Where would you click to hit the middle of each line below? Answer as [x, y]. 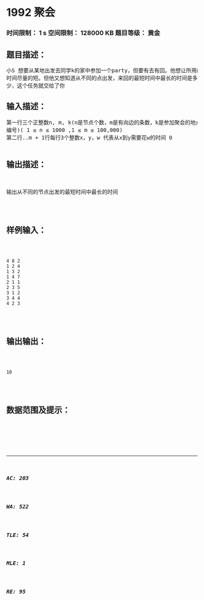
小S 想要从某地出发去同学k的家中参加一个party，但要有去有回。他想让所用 [102, 70]
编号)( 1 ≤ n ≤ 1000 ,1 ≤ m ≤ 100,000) [65, 130]
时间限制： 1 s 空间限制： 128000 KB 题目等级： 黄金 [83, 33]
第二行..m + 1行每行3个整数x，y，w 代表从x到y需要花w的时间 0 [90, 138]
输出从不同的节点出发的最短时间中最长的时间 [62, 192]
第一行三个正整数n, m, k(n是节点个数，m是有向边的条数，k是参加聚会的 [98, 122]
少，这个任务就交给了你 [36, 85]
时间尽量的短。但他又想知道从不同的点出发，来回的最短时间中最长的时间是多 [102, 78]
